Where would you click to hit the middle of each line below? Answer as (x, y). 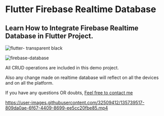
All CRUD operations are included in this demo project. (62, 68)
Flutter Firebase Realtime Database (81, 9)
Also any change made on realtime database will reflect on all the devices (82, 78)
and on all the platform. (29, 83)
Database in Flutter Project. (49, 36)
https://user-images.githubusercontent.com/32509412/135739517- (75, 103)
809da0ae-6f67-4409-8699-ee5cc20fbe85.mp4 (57, 108)
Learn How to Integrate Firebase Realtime (72, 28)
